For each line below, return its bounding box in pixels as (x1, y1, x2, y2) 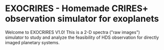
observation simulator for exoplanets (5, 13, 159, 24)
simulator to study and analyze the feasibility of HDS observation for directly (5, 34, 159, 40)
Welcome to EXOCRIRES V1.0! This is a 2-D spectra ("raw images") (5, 29, 141, 35)
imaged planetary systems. (5, 39, 60, 45)
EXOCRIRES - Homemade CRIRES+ (5, 3, 148, 14)
